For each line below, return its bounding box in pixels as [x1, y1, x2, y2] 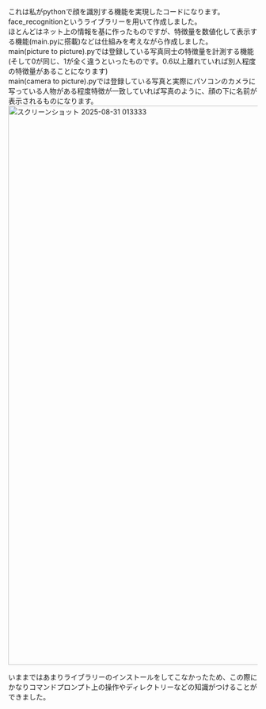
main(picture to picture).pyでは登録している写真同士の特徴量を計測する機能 [8, 47, 255, 56]
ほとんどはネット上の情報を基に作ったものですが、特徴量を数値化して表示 [8, 27, 251, 36]
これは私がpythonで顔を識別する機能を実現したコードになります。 [8, 7, 225, 16]
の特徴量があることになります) [8, 67, 108, 75]
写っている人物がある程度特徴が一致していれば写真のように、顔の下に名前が [8, 87, 257, 95]
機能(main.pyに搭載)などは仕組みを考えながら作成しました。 [14, 37, 213, 46]
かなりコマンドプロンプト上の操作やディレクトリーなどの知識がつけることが [8, 682, 257, 692]
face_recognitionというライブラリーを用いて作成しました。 [8, 17, 202, 26]
